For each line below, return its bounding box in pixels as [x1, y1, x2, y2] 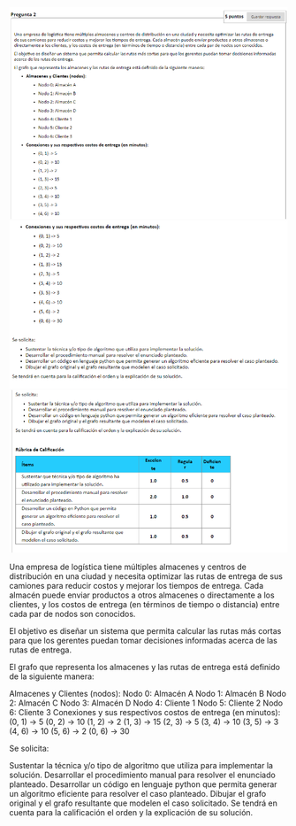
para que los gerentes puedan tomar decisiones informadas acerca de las [9, 635, 278, 645]
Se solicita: [9, 743, 49, 753]
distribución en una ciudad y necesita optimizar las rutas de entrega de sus [9, 570, 283, 582]
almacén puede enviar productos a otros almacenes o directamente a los [9, 590, 276, 600]
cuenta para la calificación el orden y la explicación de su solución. [9, 807, 254, 817]
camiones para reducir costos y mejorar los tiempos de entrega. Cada [9, 580, 264, 591]
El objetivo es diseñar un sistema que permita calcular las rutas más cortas [9, 625, 282, 636]
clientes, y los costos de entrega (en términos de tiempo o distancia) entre [9, 598, 280, 609]
